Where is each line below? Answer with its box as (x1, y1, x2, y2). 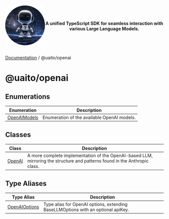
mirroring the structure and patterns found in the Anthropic (27, 158, 149, 164)
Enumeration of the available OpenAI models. (42, 114, 136, 120)
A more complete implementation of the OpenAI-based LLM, (27, 152, 153, 159)
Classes (5, 130, 31, 139)
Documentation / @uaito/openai (5, 55, 71, 61)
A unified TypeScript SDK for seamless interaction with (45, 20, 163, 26)
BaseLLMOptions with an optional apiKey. (43, 206, 129, 212)
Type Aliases (5, 179, 47, 188)
